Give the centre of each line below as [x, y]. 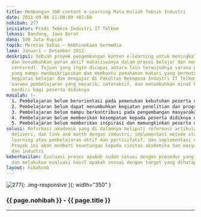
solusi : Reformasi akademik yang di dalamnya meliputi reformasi [89, 129]
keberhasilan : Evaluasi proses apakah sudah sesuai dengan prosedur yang [100, 156]
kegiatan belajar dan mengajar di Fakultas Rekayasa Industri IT [95, 79]
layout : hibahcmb [28, 168]
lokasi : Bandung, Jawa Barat [42, 34]
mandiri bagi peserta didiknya [51, 90]
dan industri [28, 151]
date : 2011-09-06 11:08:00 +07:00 [49, 17]
